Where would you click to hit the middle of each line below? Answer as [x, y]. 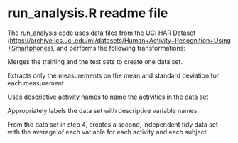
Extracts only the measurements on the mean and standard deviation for [113, 75]
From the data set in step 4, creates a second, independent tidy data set [113, 124]
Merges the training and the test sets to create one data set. [95, 61]
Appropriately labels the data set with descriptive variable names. [103, 110]
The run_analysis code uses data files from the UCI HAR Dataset [102, 33]
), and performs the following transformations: [118, 48]
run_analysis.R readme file [88, 13]
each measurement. [37, 83]
